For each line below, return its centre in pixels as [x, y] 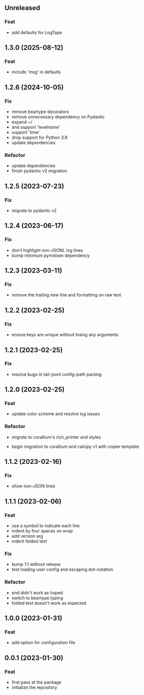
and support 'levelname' [36, 127]
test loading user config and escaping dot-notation [62, 569]
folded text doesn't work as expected [49, 603]
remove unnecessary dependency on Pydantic [58, 117]
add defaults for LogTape [37, 32]
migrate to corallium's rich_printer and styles [56, 437]
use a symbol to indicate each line [46, 526]
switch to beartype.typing [37, 598]
